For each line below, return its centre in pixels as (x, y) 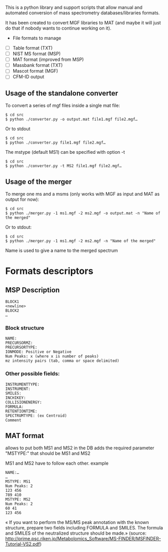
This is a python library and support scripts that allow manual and (74, 7)
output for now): (22, 199)
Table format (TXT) (33, 48)
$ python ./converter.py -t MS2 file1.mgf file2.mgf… (64, 166)
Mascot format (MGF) (35, 71)
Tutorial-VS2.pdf (23, 544)
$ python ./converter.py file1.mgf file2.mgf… (55, 143)
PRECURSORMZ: (19, 343)
